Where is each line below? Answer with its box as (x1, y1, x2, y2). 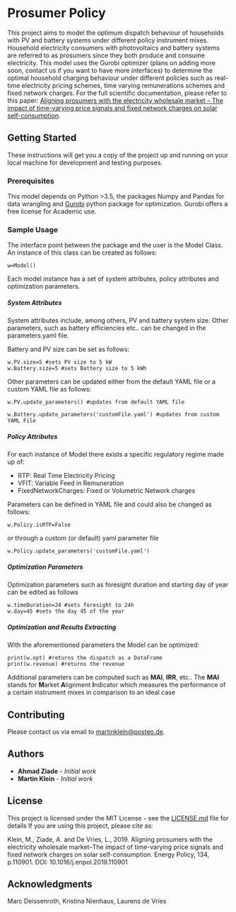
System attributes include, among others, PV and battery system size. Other (7, 316, 229, 325)
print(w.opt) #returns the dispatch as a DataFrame (7, 655, 163, 662)
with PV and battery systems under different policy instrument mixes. (7, 35, 208, 44)
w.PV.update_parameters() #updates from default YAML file (7, 399, 185, 406)
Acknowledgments (7, 878, 93, 891)
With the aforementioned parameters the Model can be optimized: (7, 640, 200, 650)
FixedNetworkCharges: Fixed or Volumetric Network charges (17, 486, 196, 495)
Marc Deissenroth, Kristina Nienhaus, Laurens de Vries (7, 897, 167, 906)
